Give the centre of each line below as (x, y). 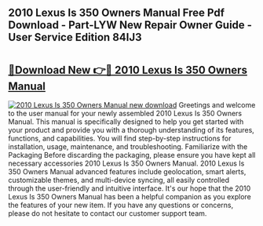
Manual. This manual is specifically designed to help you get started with (126, 122)
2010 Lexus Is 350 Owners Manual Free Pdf (117, 13)
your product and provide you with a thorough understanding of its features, (131, 130)
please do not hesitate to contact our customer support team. (108, 213)
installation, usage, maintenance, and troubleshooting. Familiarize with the (128, 147)
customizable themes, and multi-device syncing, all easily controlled (119, 180)
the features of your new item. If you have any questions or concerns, (121, 205)
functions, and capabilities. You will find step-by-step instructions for (120, 138)
